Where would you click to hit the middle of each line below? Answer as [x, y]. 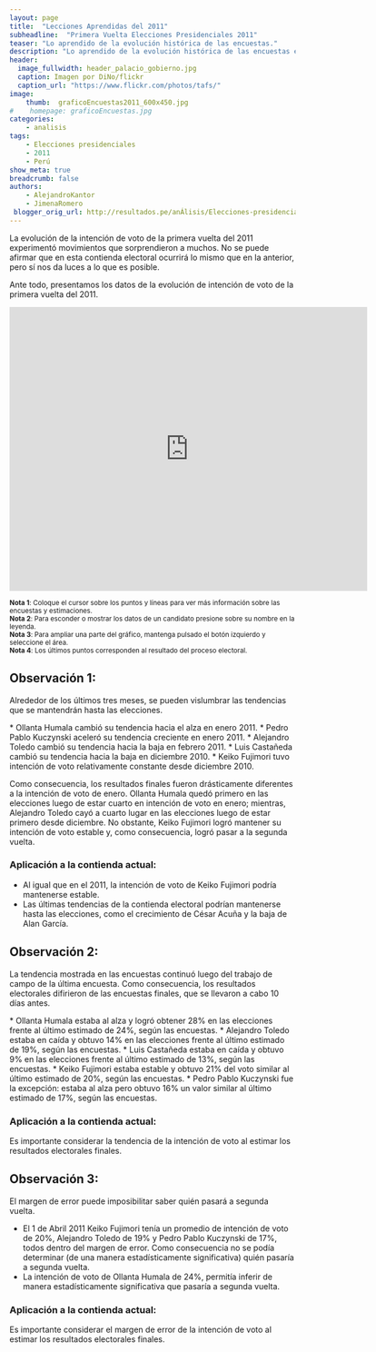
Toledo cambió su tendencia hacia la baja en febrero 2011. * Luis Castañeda [151, 747]
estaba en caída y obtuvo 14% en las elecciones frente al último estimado [147, 1039]
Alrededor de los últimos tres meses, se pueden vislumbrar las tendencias [148, 700]
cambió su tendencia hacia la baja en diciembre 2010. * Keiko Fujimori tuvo [150, 756]
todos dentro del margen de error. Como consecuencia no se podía [148, 1248]
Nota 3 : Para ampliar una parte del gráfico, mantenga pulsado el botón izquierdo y [138, 634]
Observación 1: [53, 678]
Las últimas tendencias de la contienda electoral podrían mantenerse [152, 904]
